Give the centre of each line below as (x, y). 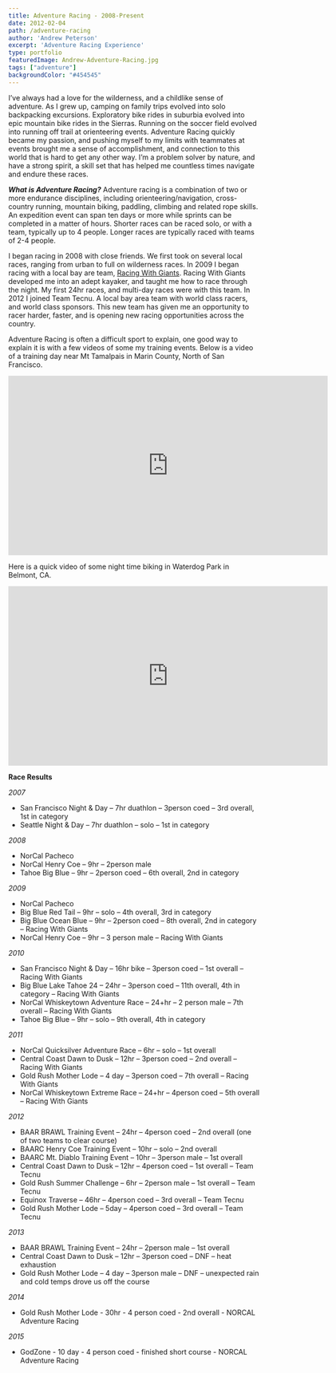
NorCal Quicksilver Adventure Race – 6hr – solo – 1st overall (118, 1050)
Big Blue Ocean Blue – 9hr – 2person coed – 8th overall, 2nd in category (138, 920)
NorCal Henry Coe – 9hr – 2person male (85, 864)
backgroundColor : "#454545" (55, 75)
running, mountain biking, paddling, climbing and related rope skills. (147, 206)
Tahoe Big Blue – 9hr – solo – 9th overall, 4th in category (113, 1019)
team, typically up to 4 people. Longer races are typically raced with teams (132, 231)
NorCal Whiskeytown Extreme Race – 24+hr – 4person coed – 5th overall (140, 1092)
